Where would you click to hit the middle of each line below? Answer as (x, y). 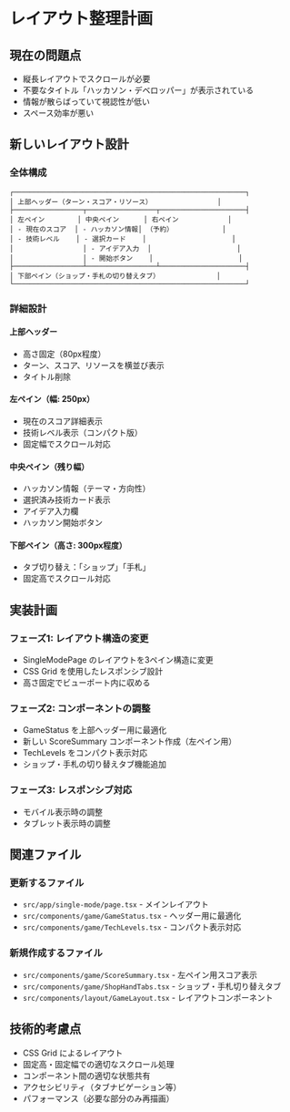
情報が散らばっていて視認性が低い (86, 102)
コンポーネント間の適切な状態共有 (86, 1076)
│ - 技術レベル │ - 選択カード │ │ (123, 239)
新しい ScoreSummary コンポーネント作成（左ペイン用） (130, 741)
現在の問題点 (45, 55)
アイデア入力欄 (50, 511)
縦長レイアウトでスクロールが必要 (86, 79)
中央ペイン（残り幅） (49, 467)
